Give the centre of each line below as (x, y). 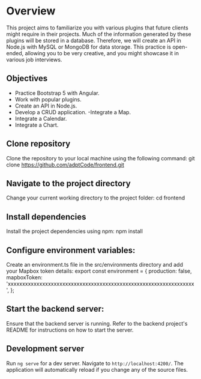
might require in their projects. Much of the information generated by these (99, 34)
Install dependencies (46, 217)
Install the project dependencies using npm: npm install (74, 231)
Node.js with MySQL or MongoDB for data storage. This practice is (89, 47)
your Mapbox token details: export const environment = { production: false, (99, 271)
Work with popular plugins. (48, 99)
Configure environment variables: (71, 250)
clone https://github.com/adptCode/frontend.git (65, 165)
